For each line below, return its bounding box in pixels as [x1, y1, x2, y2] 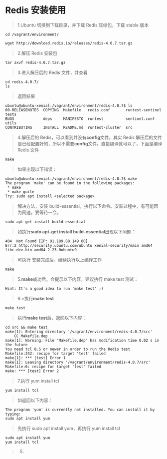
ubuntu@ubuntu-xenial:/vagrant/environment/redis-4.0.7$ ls [5, 103, 133, 108]
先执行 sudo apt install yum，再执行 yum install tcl [17, 425, 121, 431]
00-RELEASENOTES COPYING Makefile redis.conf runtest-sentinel [5, 107, 162, 112]
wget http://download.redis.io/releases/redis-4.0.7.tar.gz [5, 40, 133, 45]
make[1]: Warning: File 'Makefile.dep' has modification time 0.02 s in [5, 338, 160, 343]
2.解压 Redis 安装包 [17, 50, 57, 56]
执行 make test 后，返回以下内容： [17, 315, 87, 321]
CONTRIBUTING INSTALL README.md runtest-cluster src [5, 125, 133, 130]
